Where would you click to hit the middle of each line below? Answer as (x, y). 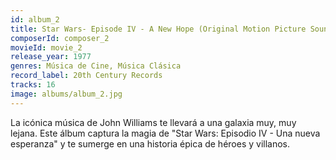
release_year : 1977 (51, 57)
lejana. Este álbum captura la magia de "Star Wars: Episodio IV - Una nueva (165, 133)
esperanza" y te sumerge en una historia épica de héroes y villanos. (150, 143)
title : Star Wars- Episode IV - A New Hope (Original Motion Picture (158, 29)
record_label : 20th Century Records (86, 76)
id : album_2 (35, 19)
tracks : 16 (33, 85)
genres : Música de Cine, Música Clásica (96, 66)
